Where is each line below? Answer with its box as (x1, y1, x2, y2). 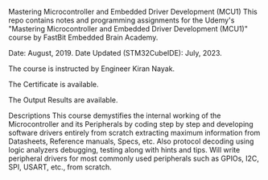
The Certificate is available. (8, 80, 99, 89)
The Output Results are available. (8, 95, 118, 104)
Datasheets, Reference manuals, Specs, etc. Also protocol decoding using (8, 136, 254, 146)
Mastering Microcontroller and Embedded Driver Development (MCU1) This (8, 7, 258, 16)
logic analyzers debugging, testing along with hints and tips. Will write (8, 145, 241, 154)
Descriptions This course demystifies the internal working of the (8, 111, 221, 120)
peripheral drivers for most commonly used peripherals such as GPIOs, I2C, (8, 153, 260, 163)
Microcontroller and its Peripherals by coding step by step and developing (8, 119, 254, 128)
